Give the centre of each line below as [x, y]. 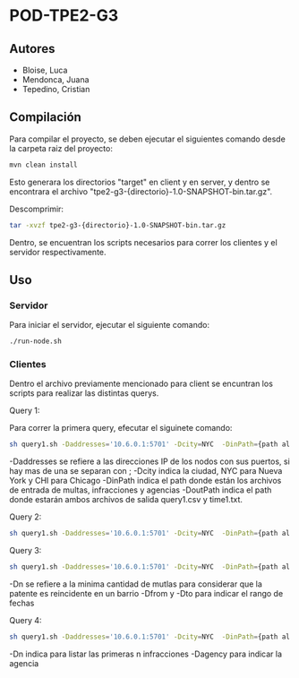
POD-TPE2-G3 [64, 16]
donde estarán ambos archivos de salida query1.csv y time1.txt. [126, 500]
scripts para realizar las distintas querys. [84, 393]
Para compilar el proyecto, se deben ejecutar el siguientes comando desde [148, 139]
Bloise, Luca [45, 70]
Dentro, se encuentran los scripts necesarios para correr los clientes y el [143, 242]
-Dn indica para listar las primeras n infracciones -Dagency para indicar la [146, 654]
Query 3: [26, 551]
